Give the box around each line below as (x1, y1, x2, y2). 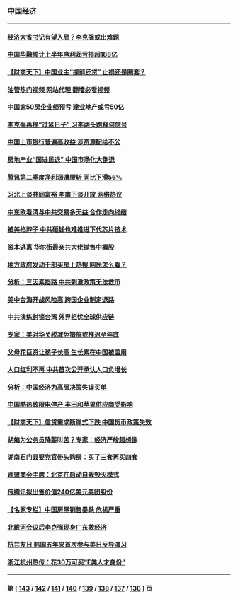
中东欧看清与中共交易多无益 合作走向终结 (7, 207, 127, 216)
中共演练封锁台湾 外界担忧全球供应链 (7, 313, 115, 321)
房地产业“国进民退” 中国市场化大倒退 (7, 156, 115, 164)
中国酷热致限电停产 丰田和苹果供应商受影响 (7, 400, 133, 409)
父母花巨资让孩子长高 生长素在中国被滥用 (7, 348, 127, 356)
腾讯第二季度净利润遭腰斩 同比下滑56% (7, 173, 123, 181)
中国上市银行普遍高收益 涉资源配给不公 (7, 138, 121, 146)
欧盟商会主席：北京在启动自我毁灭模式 (7, 470, 119, 479)
